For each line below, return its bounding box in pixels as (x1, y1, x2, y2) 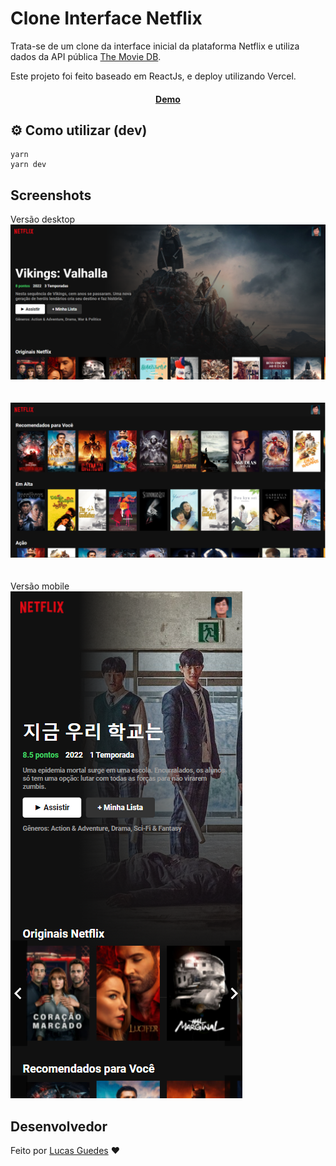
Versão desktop (10, 213, 76, 226)
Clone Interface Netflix (10, 7, 203, 30)
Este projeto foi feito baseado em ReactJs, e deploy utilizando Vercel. (10, 70, 297, 82)
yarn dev (10, 160, 47, 170)
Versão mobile (10, 580, 70, 592)
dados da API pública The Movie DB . (10, 50, 162, 62)
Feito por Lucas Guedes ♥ (10, 1145, 121, 1157)
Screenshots (10, 187, 92, 204)
